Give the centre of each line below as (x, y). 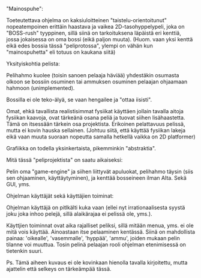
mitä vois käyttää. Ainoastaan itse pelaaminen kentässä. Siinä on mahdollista (101, 232)
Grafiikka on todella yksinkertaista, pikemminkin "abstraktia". (81, 148)
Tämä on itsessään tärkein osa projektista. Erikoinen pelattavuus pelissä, (96, 124)
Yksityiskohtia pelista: (33, 64)
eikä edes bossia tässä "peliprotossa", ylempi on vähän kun (79, 46)
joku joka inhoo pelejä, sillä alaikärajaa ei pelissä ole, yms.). (79, 214)
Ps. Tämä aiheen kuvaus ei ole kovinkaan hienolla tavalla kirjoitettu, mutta (97, 262)
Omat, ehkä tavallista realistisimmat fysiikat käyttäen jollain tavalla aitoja (95, 111)
